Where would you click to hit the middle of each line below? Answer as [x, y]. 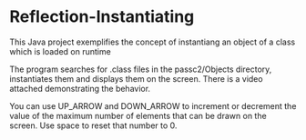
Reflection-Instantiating [102, 17]
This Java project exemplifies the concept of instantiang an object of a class [153, 42]
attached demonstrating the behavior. [80, 88]
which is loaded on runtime [60, 51]
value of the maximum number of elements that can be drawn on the [138, 115]
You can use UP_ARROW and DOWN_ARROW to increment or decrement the [153, 105]
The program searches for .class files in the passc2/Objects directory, [141, 69]
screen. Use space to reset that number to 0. [93, 125]
